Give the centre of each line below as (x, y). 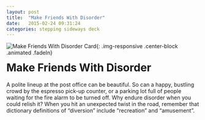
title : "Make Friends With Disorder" (56, 18)
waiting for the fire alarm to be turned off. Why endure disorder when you (99, 97)
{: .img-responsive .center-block (137, 46)
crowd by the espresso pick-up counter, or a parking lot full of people (94, 91)
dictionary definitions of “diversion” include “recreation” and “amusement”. (100, 111)
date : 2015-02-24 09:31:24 (43, 23)
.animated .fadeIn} (30, 53)
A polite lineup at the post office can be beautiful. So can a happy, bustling (100, 85)
